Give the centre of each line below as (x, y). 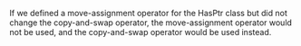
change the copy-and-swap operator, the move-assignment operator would (151, 23)
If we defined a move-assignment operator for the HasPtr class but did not (148, 13)
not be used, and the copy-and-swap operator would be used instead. (141, 32)
